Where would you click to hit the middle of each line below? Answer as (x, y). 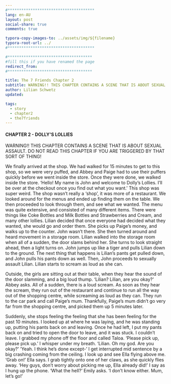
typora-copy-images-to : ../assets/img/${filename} (60, 38)
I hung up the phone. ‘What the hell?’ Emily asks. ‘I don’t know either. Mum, (84, 371)
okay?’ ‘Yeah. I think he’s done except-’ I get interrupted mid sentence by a (84, 349)
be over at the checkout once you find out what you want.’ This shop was (82, 188)
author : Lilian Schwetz (31, 90)
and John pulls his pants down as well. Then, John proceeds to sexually (81, 259)
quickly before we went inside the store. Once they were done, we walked (83, 177)
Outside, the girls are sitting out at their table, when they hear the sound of (84, 274)
